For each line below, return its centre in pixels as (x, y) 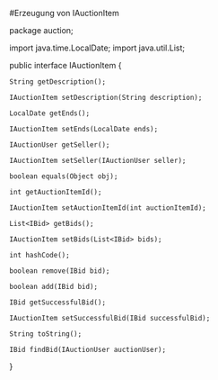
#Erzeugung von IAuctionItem (64, 13)
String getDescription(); (57, 82)
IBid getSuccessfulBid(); (57, 303)
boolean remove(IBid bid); (60, 271)
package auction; (41, 30)
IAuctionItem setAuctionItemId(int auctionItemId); (108, 208)
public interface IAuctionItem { (65, 65)
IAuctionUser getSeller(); (60, 145)
